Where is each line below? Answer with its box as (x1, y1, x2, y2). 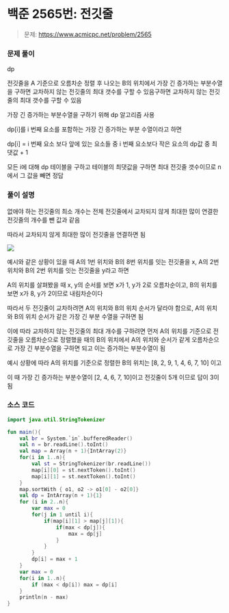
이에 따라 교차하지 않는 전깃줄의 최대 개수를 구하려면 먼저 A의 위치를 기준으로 (7, 326, 212, 335)
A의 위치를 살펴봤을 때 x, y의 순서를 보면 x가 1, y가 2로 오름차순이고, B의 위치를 (7, 281, 217, 289)
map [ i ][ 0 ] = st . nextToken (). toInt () (31, 467, 136, 473)
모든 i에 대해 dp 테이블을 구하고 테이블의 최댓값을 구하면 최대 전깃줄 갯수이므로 (7, 163, 217, 171)
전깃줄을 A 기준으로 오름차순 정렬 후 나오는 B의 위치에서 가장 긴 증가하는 (7, 79, 200, 88)
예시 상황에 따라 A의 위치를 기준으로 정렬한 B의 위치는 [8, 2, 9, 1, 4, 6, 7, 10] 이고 (7, 358, 222, 367)
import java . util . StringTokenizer (7, 416, 106, 423)
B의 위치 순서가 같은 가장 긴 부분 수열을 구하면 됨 (14, 312, 144, 320)
